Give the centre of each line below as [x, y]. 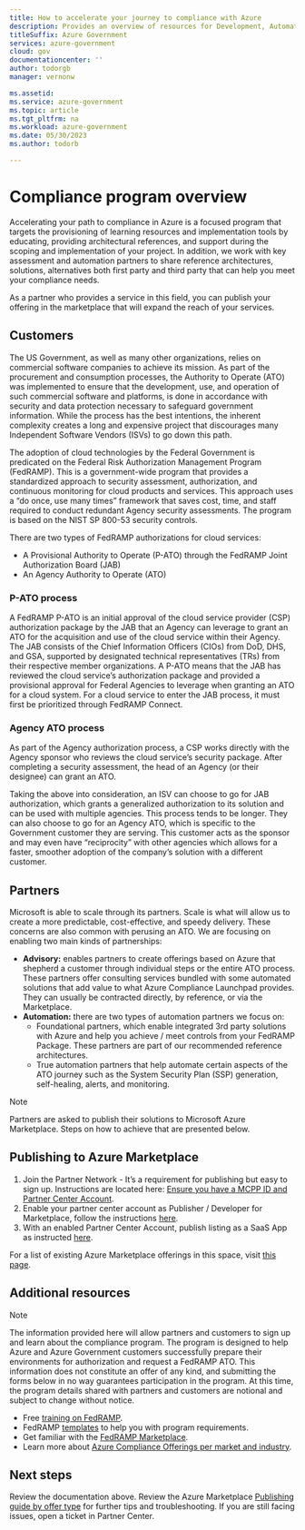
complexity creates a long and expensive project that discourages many [144, 425]
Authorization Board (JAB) [71, 565]
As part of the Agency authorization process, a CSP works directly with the [150, 748]
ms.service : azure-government [67, 102]
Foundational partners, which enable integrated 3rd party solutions [161, 1026]
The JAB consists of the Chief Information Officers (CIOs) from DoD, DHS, [148, 647]
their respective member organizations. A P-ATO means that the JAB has [145, 666]
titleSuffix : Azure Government [69, 35]
